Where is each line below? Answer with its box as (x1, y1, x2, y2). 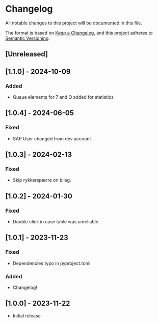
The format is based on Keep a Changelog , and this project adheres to (5, 30, 153, 36)
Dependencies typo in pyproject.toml (12, 260, 91, 266)
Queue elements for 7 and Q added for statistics (12, 94, 114, 100)
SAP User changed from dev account (12, 135, 91, 141)
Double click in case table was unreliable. (12, 219, 100, 225)
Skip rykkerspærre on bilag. (12, 177, 71, 183)
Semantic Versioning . (5, 35, 50, 41)
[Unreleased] (5, 50, 48, 58)
